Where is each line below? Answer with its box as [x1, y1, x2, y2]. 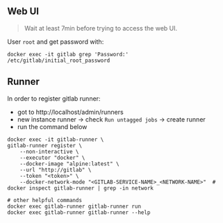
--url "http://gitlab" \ [19, 166, 92, 173]
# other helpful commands [7, 197, 82, 204]
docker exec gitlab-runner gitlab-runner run [7, 203, 141, 210]
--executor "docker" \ [19, 154, 85, 161]
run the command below [17, 122, 88, 131]
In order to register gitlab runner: [7, 94, 101, 103]
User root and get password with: [7, 38, 104, 46]
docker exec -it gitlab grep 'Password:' [7, 51, 129, 58]
